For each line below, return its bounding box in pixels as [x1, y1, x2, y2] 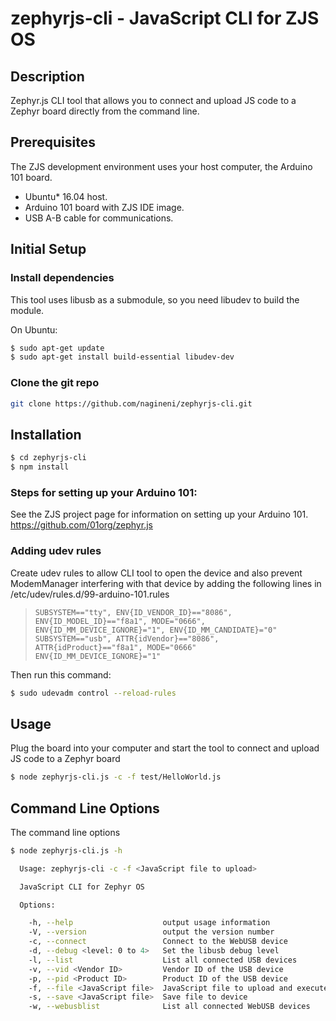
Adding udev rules [10, 544, 102, 558]
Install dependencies [10, 271, 115, 285]
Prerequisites [10, 134, 96, 151]
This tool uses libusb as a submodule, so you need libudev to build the [10, 293, 300, 306]
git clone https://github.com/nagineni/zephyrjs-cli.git [10, 398, 253, 409]
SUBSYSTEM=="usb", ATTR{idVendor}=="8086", [34, 633, 220, 644]
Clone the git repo [10, 376, 100, 390]
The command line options [10, 826, 121, 838]
